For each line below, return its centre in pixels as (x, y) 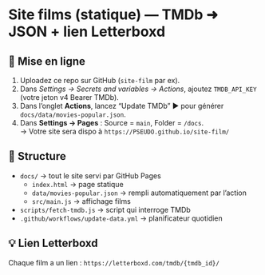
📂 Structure (37, 156)
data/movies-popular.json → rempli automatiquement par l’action (139, 193)
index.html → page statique (77, 184)
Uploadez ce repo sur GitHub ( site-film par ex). (100, 80)
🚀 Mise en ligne (47, 61)
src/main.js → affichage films (81, 201)
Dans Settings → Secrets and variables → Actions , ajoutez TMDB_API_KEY (138, 89)
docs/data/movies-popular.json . (73, 114)
